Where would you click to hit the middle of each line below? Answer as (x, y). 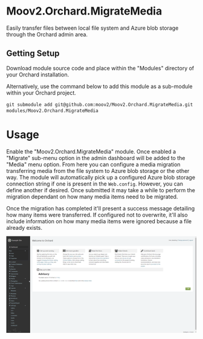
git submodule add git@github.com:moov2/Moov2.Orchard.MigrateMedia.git (100, 104)
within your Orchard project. (41, 93)
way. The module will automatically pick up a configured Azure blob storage (101, 177)
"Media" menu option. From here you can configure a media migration (93, 164)
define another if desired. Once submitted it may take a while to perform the (101, 190)
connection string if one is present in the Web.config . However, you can (95, 184)
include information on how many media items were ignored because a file (99, 221)
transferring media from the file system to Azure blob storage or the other (98, 170)
